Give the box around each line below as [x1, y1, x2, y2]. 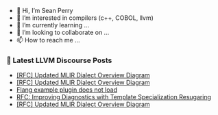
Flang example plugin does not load [16, 86, 118, 94]
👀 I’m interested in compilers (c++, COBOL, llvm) [16, 14, 154, 22]
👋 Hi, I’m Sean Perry [16, 7, 73, 14]
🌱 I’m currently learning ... [16, 21, 90, 29]
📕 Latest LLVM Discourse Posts [6, 55, 112, 65]
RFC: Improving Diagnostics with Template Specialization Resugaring [16, 93, 212, 101]
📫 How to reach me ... [16, 36, 80, 44]
